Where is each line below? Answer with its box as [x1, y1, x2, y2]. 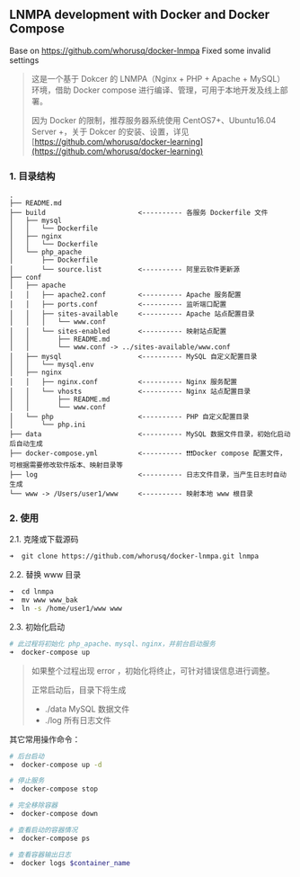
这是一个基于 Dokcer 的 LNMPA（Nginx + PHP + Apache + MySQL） [31, 73, 286, 84]
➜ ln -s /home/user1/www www [9, 604, 123, 613]
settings [9, 54, 40, 66]
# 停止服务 [9, 776, 45, 785]
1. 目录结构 [9, 170, 56, 183]
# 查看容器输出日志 [9, 850, 72, 859]
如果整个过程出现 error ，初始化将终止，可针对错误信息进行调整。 [31, 665, 276, 676]
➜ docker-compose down [9, 810, 99, 819]
